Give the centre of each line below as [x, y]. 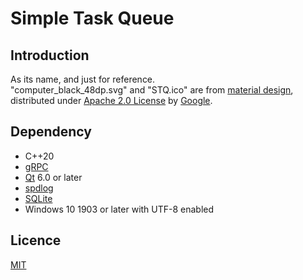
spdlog [39, 188]
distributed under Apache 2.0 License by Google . [111, 100]
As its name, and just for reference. [83, 79]
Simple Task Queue [92, 18]
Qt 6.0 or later [53, 177]
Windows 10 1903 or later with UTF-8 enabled [119, 209]
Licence [36, 240]
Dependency [51, 132]
